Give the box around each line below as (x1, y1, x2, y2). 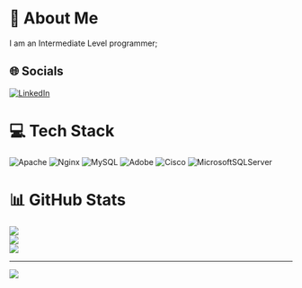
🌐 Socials (9, 64, 65, 79)
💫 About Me (9, 8, 99, 29)
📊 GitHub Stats (9, 189, 127, 210)
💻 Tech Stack (9, 120, 115, 141)
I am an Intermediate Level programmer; (9, 38, 158, 48)
